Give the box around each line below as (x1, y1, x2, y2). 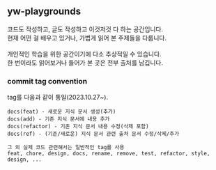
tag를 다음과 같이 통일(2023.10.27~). (7, 93, 109, 102)
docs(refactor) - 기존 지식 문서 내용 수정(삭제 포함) (7, 123, 149, 130)
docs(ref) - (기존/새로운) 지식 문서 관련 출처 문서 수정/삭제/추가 (7, 130, 180, 138)
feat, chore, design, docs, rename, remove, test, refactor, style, (7, 150, 210, 157)
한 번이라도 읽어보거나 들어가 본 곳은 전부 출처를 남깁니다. (7, 59, 164, 67)
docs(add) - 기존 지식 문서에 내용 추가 (7, 116, 110, 123)
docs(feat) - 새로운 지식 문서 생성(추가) (7, 108, 116, 116)
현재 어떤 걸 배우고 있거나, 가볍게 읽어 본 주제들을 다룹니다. (7, 33, 167, 42)
